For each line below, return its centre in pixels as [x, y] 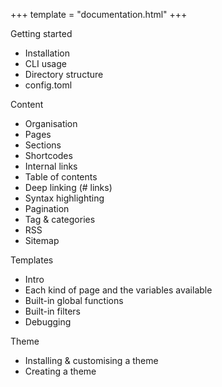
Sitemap [42, 240]
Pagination [47, 208]
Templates [32, 260]
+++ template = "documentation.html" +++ [99, 14]
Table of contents [61, 177]
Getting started [41, 33]
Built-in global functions [74, 300]
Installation [47, 53]
